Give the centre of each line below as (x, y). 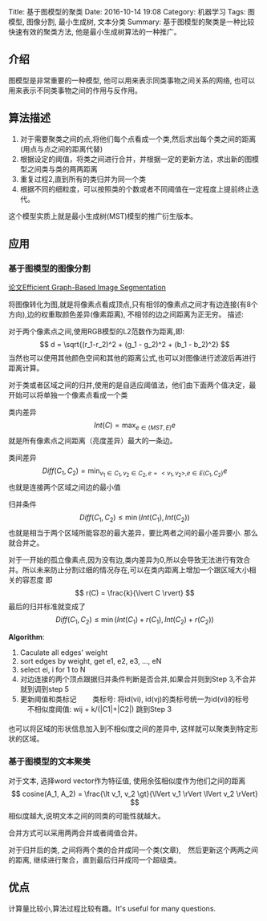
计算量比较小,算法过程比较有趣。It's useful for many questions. (112, 908)
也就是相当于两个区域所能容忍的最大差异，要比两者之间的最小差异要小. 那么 (133, 533)
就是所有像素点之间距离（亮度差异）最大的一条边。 (93, 441)
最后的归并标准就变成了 (47, 607)
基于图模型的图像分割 (49, 269)
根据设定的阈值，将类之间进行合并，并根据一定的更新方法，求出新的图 (136, 159)
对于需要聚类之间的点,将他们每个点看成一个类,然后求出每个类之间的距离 (138, 139)
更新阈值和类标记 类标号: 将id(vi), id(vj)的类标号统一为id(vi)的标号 (134, 699)
